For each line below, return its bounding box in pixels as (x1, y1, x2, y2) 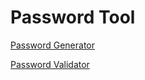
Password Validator (10, 58, 90, 70)
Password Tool (10, 6, 136, 29)
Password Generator (10, 39, 96, 51)
